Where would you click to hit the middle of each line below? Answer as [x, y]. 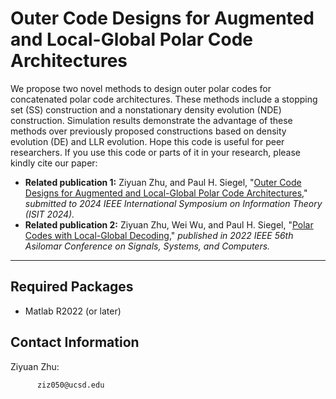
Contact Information [75, 342]
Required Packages [72, 287]
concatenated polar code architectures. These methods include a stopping [164, 99]
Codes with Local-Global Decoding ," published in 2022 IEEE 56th [159, 235]
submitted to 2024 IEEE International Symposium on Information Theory [173, 203]
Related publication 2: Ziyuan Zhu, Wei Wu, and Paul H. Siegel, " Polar [169, 224]
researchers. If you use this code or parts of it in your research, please [155, 152]
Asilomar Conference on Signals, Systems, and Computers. [147, 246]
